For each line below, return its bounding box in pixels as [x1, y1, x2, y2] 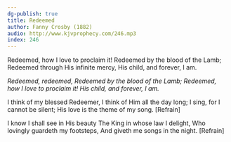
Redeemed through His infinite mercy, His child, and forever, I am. [7, 63, 197, 72]
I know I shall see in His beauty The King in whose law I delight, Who [7, 119, 206, 127]
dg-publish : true [7, 10, 58, 18]
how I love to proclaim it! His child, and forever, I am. [7, 84, 159, 93]
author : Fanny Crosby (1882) [7, 23, 93, 30]
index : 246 [7, 37, 39, 44]
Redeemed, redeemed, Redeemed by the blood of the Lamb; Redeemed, [7, 77, 217, 85]
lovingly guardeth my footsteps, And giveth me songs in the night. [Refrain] [7, 127, 225, 135]
